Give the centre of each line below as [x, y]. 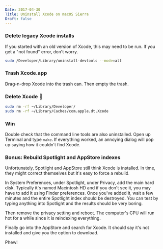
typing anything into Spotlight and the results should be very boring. [74, 204]
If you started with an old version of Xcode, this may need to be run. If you [80, 46]
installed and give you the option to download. [52, 233]
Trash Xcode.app [26, 73]
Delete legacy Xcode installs [40, 36]
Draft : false [18, 19]
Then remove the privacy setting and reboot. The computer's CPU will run [80, 213]
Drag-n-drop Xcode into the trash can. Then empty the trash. [67, 84]
